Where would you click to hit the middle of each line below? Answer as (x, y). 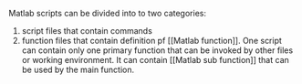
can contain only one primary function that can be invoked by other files (157, 50)
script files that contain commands (87, 31)
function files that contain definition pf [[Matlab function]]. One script (151, 41)
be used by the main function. (78, 69)
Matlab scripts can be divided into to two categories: (108, 13)
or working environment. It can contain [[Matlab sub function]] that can (155, 60)
